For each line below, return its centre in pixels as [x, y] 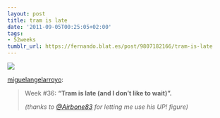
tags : [15, 33]
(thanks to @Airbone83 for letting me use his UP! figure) [106, 107]
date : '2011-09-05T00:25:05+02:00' [60, 27]
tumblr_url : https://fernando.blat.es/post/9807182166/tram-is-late [110, 46]
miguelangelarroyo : [35, 79]
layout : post [26, 14]
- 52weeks [22, 40]
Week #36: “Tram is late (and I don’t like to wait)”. [98, 93]
